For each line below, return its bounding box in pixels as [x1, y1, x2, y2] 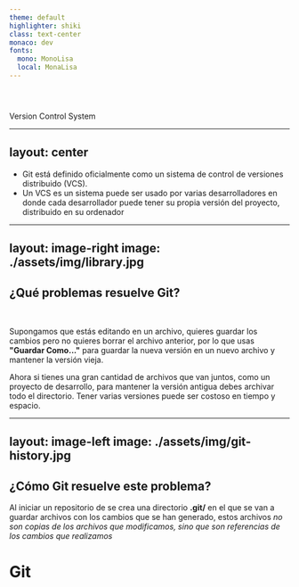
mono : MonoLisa [17, 54, 74, 63]
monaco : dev [9, 37, 53, 47]
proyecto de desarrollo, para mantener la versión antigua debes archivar [9, 381, 274, 393]
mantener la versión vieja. [9, 354, 104, 366]
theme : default [9, 12, 66, 22]
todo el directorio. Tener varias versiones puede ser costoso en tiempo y [9, 391, 276, 401]
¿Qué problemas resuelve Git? [9, 285, 181, 300]
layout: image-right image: [9, 241, 161, 256]
